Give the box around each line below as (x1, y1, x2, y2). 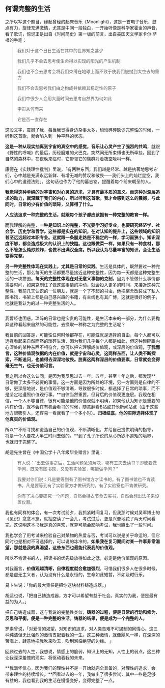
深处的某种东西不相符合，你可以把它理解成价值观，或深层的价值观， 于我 (9, 344, 156, 350)
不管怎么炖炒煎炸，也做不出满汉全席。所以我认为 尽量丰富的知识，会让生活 (9, 246, 160, 252)
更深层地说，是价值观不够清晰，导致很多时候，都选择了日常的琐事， (13, 385, 151, 391)
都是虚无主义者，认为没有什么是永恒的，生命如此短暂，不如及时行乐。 (5, 571, 147, 577)
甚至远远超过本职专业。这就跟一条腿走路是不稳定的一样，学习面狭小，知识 (5, 234, 156, 240)
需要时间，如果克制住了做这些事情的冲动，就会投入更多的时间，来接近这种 (5, 282, 156, 288)
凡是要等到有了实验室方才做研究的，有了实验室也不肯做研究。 (26, 482, 151, 488)
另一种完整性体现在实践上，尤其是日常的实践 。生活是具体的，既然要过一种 (5, 263, 156, 269)
